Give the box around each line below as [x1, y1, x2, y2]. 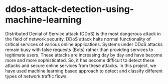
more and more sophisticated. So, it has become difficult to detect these [5, 57, 154, 63]
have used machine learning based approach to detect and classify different [5, 67, 163, 73]
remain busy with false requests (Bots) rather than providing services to [5, 46, 153, 52]
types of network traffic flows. [5, 73, 68, 79]
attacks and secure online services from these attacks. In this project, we [5, 62, 156, 68]
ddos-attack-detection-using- [5, 3, 134, 15]
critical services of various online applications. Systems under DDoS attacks [5, 41, 163, 47]
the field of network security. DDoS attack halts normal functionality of [5, 36, 151, 42]
